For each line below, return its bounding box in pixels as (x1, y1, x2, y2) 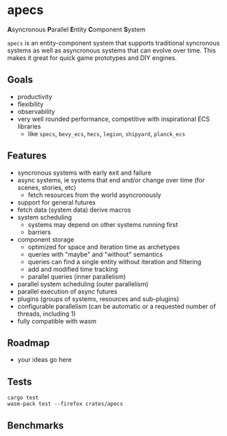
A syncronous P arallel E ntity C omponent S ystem (7, 25, 145, 34)
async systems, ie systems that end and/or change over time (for (17, 175, 205, 184)
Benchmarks (7, 419, 64, 431)
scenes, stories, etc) (17, 183, 77, 191)
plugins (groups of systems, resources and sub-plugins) (17, 294, 180, 303)
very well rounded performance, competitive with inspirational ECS (17, 115, 210, 123)
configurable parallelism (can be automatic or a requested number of (17, 302, 217, 310)
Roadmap (7, 337, 50, 349)
